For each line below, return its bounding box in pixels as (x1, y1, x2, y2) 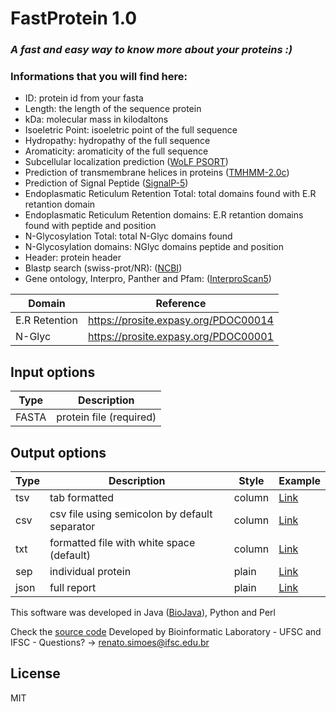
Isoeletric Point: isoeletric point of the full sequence (24, 124, 238, 136)
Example (278, 474, 321, 488)
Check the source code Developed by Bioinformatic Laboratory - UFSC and (10, 626, 322, 638)
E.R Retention (15, 313, 78, 327)
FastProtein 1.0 (10, 7, 138, 30)
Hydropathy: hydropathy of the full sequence (24, 135, 211, 147)
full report (49, 581, 97, 595)
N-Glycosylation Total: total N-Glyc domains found (24, 230, 233, 242)
